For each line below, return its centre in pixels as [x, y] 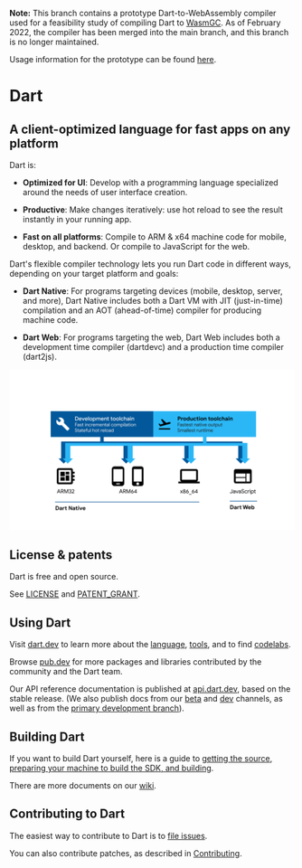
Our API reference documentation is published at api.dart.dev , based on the [150, 689]
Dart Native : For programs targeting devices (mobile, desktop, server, [152, 291]
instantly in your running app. [77, 219]
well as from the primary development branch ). [97, 708]
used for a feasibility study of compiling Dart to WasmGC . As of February [145, 23]
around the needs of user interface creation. [105, 192]
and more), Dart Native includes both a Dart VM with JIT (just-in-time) [152, 301]
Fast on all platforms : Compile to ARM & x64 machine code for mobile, [154, 237]
